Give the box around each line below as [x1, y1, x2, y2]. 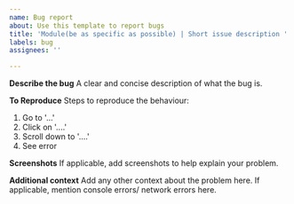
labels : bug [9, 37, 53, 47]
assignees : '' [9, 46, 62, 55]
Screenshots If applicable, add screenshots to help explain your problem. [9, 158, 279, 169]
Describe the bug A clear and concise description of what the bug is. [9, 78, 263, 89]
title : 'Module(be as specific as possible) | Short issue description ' [9, 29, 289, 38]
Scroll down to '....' [21, 131, 91, 142]
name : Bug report [9, 12, 74, 22]
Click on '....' [21, 122, 68, 133]
